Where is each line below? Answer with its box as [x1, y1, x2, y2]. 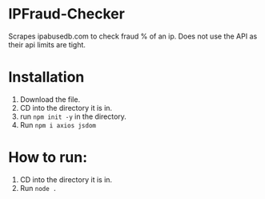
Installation [8, 68, 85, 87]
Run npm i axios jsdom [19, 120, 96, 129]
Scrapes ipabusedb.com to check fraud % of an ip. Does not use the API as [8, 31, 258, 41]
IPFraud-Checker [8, 5, 126, 23]
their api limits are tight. [8, 39, 86, 49]
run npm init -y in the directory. [19, 112, 126, 121]
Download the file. [19, 94, 81, 104]
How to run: [8, 148, 88, 167]
